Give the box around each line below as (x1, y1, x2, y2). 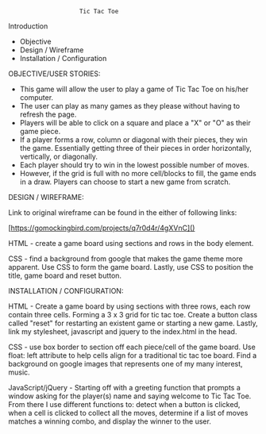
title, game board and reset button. (8, 271, 121, 280)
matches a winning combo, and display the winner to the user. (8, 417, 212, 426)
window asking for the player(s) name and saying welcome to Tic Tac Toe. (8, 391, 252, 401)
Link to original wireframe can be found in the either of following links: (8, 208, 237, 217)
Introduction (8, 21, 48, 31)
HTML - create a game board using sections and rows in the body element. (8, 239, 254, 248)
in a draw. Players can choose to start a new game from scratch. (19, 177, 231, 186)
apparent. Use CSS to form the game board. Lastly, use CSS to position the (8, 263, 254, 271)
